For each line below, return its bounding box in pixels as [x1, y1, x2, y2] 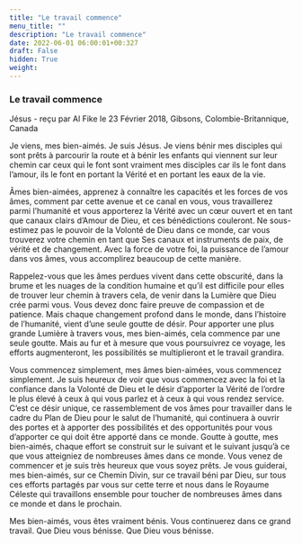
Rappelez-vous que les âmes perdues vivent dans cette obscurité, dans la [9, 271, 284, 281]
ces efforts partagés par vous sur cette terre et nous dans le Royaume [9, 479, 270, 490]
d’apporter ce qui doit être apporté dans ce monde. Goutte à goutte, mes [9, 432, 279, 442]
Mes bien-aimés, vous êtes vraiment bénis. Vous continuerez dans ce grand [9, 516, 291, 527]
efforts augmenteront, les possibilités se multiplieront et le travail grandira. [9, 347, 285, 358]
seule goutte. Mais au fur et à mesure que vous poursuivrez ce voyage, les [9, 338, 286, 349]
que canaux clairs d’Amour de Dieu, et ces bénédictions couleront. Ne [9, 215, 268, 226]
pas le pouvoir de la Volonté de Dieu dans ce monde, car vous [40, 225, 271, 236]
